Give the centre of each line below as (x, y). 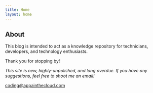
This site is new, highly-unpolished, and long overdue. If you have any (76, 71)
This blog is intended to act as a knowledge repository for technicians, (76, 46)
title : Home (17, 10)
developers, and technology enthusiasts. (46, 51)
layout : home (19, 14)
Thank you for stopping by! (33, 61)
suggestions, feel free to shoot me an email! (50, 76)
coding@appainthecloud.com (35, 86)
